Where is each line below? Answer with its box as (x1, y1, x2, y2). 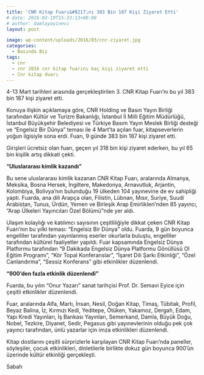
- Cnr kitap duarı (12, 71, 59, 77)
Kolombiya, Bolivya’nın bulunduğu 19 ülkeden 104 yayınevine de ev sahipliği (6, 187, 197, 195)
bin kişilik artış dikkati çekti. (6, 151, 76, 158)
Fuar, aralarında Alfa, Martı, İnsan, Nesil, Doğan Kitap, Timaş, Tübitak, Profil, (6, 300, 197, 308)
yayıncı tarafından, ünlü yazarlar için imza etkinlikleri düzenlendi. (6, 326, 169, 334)
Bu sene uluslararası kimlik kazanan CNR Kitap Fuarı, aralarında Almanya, (6, 175, 191, 182)
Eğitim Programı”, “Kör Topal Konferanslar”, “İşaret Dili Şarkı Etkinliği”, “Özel (6, 252, 195, 259)
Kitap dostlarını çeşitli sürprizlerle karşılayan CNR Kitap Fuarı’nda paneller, (6, 338, 193, 346)
